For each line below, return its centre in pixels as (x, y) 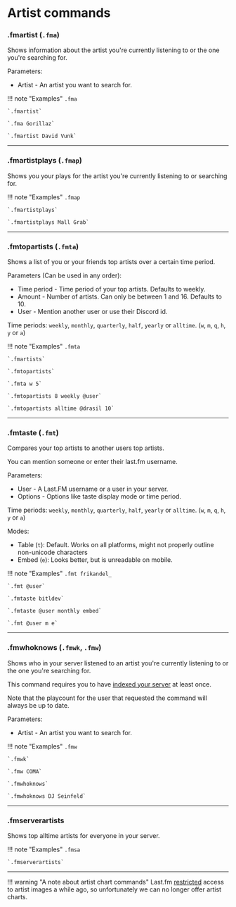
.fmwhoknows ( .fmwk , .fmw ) (54, 648)
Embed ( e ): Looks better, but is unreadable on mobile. (95, 560)
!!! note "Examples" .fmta (44, 346)
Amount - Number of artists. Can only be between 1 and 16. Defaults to (120, 296)
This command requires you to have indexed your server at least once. (110, 684)
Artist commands (59, 13)
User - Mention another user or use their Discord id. (92, 312)
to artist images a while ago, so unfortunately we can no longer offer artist (114, 889)
